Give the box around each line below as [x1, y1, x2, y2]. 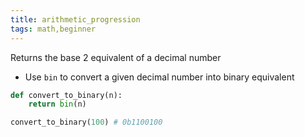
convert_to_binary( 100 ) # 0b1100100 [10, 117, 163, 128]
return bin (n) [28, 99, 87, 110]
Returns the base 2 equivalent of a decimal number [10, 51, 222, 63]
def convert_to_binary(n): [10, 90, 123, 100]
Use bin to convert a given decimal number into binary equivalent [24, 71, 295, 83]
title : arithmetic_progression [10, 14, 141, 25]
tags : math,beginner [10, 24, 97, 34]
